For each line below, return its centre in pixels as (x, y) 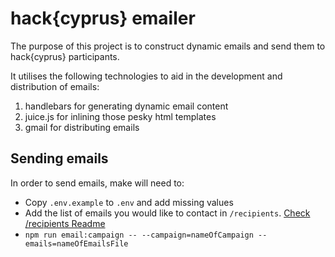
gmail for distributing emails (82, 127)
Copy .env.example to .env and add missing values (129, 202)
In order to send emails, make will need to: (97, 183)
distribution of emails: (55, 86)
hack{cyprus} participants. (65, 56)
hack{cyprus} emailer (103, 18)
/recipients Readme (65, 223)
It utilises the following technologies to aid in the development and (146, 76)
